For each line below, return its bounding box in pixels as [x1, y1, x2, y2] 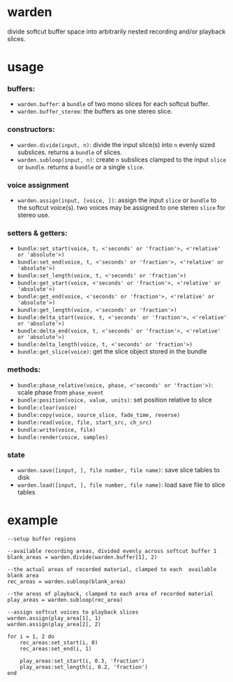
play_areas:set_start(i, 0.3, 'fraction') [20, 657, 145, 665]
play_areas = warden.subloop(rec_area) [7, 596, 123, 603]
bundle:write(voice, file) [17, 426, 96, 433]
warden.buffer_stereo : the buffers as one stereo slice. [17, 107, 173, 116]
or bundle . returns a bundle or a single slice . [17, 162, 145, 171]
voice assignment [7, 180, 69, 190]
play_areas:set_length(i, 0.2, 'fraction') [20, 663, 149, 670]
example [7, 513, 59, 529]
